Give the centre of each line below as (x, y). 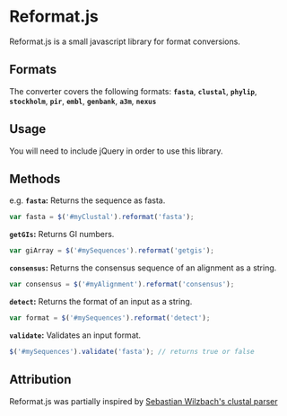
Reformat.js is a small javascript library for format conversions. (125, 41)
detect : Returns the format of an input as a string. (101, 301)
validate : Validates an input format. (75, 335)
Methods (35, 178)
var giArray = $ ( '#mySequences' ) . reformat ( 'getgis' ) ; (112, 251)
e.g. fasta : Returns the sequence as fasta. (87, 200)
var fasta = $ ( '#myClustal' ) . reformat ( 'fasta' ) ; (102, 217)
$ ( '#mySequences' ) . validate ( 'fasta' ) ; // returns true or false (132, 351)
